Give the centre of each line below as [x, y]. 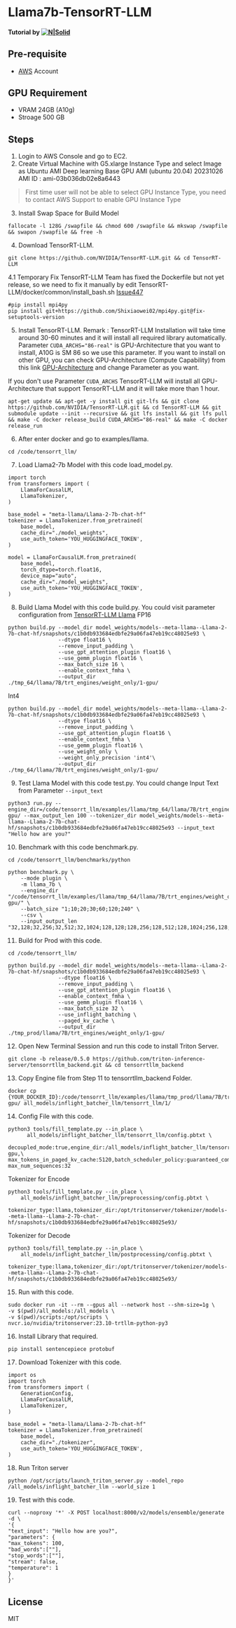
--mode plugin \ [44, 879]
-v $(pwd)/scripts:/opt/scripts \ [58, 1317]
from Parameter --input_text [61, 791]
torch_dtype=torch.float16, [61, 570]
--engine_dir [40, 891]
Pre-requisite [37, 54]
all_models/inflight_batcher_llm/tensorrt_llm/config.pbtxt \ [119, 1136]
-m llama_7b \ [41, 884]
